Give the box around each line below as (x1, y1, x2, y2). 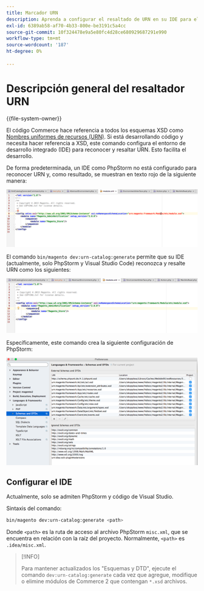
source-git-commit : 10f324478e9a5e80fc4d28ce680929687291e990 (6, 29, 167, 35)
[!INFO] (21, 553, 40, 561)
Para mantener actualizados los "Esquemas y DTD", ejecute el (21, 565, 177, 572)
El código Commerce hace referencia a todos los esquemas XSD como (6, 126, 184, 134)
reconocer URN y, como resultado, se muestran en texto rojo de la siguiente (6, 170, 196, 178)
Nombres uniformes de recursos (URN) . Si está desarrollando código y (6, 133, 183, 140)
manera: (6, 177, 27, 184)
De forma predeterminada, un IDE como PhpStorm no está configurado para (6, 164, 197, 171)
